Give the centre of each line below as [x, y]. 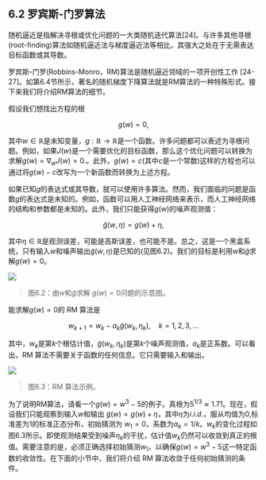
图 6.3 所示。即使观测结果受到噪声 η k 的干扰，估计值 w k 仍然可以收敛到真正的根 [133, 436]
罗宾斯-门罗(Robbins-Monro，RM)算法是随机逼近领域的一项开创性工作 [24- [131, 72]
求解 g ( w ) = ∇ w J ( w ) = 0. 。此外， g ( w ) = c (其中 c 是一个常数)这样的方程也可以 [132, 161]
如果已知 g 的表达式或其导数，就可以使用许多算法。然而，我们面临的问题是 [129, 188]
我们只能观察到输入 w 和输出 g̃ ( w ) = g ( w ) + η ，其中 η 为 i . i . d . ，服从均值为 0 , [133, 414]
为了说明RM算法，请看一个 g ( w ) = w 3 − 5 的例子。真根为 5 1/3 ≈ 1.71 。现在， [130, 403]
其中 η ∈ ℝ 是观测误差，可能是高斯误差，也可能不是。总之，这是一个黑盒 [126, 241]
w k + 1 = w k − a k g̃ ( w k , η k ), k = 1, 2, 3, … [133, 326]
